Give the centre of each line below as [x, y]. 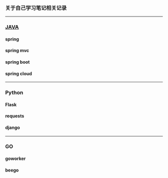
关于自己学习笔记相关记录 [36, 8]
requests [15, 116]
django [12, 127]
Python [14, 93]
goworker [15, 158]
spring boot [17, 62]
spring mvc [17, 51]
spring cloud [19, 73]
